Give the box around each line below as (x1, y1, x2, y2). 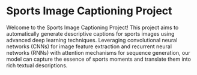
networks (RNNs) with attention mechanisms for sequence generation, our (6, 49, 190, 56)
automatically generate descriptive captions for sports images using (6, 30, 175, 37)
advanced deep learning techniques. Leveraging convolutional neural (6, 36, 178, 43)
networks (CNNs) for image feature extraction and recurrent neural (6, 43, 172, 50)
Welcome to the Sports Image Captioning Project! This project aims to (6, 24, 179, 31)
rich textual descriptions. (6, 61, 68, 69)
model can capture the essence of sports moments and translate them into (6, 55, 191, 62)
